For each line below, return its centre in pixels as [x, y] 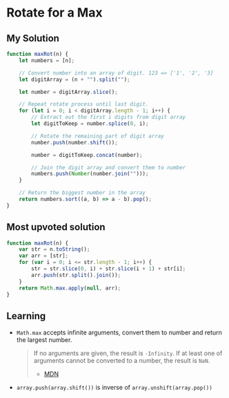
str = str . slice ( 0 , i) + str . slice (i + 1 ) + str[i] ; [109, 269]
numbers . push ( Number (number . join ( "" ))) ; [90, 174]
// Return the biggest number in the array [82, 193]
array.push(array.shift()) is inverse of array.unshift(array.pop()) [114, 388]
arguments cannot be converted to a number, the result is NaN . [122, 361]
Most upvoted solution [56, 227]
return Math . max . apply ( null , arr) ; [70, 288]
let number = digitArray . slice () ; [68, 92]
